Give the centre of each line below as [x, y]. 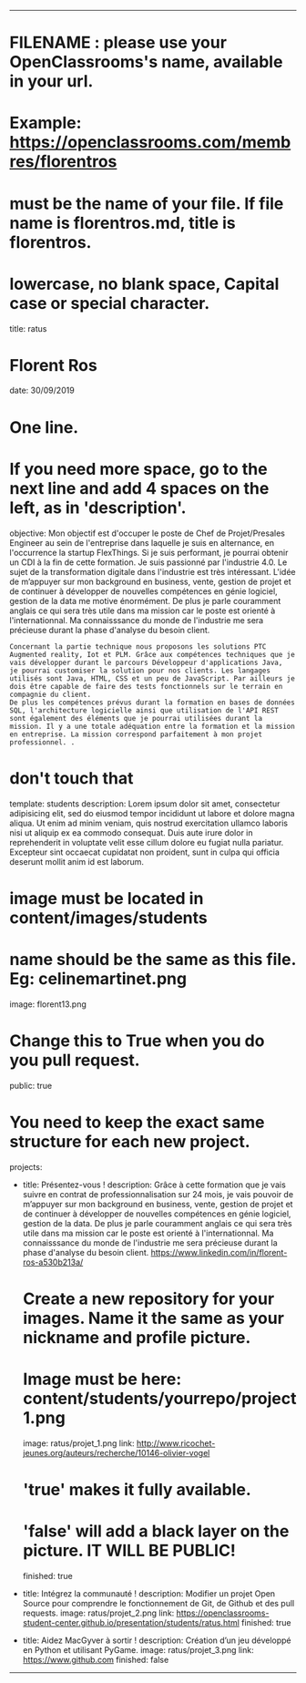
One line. [44, 427]
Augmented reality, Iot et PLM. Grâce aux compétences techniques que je [153, 654]
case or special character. [110, 303]
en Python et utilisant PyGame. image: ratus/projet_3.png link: [138, 1649]
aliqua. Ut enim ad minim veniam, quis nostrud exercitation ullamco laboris [149, 823]
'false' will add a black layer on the [156, 1531]
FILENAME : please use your [118, 43]
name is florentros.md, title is [123, 223]
